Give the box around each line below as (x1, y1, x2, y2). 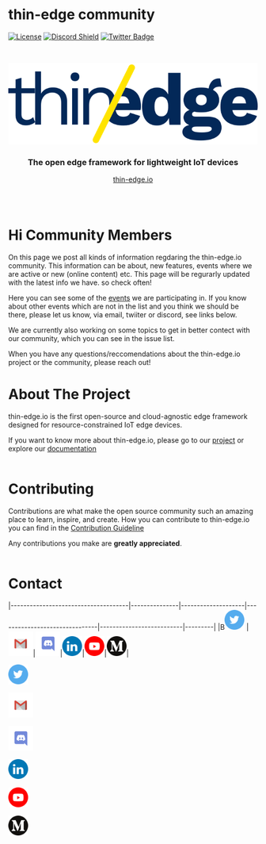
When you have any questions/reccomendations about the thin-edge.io (8, 349, 241, 359)
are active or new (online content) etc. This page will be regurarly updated (8, 269, 251, 278)
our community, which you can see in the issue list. (8, 333, 176, 343)
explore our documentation (8, 443, 97, 453)
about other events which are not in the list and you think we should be (8, 301, 239, 311)
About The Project (8, 386, 131, 403)
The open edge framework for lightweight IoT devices (27, 156, 239, 167)
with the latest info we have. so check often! (8, 278, 152, 287)
